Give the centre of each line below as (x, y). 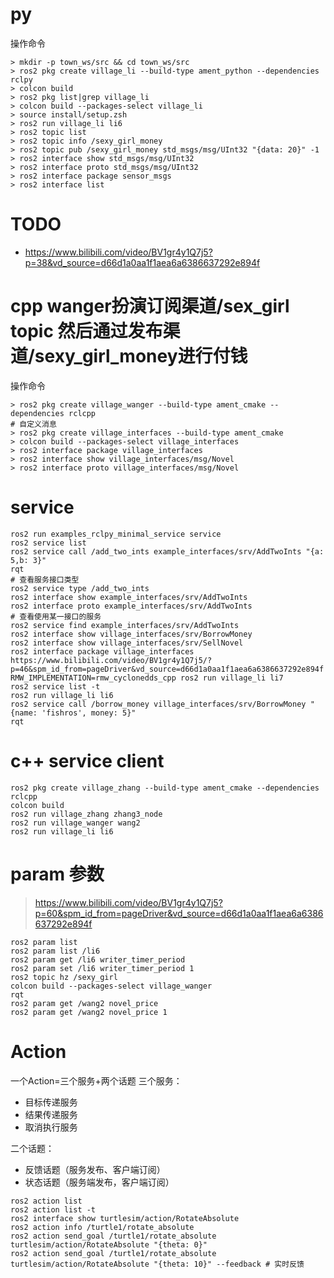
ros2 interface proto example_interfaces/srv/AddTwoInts (131, 606)
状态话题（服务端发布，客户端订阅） (99, 1182)
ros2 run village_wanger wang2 (75, 823)
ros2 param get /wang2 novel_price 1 (89, 1012)
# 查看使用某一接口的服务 (56, 616)
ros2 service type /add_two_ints (80, 588)
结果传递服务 (51, 1114)
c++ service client (87, 760)
